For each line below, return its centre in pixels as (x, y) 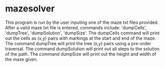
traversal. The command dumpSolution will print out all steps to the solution (82, 49)
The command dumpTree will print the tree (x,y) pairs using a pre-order (78, 43)
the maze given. (22, 59)
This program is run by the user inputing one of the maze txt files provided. (82, 22)
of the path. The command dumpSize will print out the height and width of (81, 54)
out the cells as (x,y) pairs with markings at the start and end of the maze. (81, 38)
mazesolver (30, 9)
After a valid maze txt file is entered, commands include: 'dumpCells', (76, 27)
